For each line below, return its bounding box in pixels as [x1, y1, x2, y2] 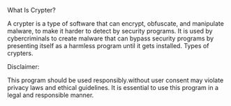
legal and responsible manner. [7, 91, 94, 99]
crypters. [7, 49, 33, 57]
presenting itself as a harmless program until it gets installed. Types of [7, 42, 209, 50]
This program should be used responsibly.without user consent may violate [7, 76, 224, 84]
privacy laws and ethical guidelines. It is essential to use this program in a [7, 84, 218, 91]
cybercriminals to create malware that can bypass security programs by [7, 34, 214, 43]
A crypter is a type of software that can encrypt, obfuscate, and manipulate [7, 20, 225, 27]
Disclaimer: [7, 63, 40, 70]
